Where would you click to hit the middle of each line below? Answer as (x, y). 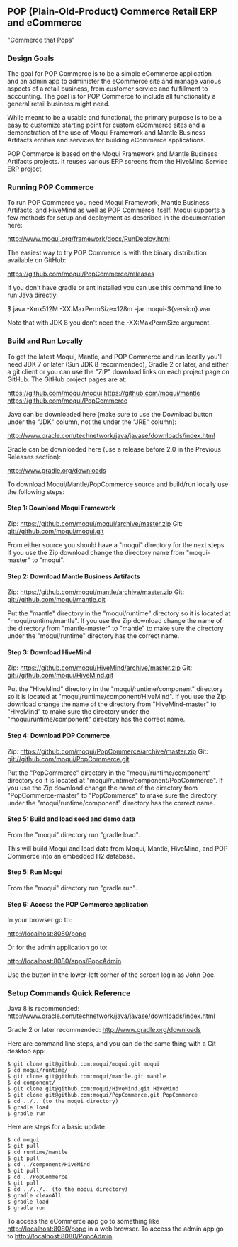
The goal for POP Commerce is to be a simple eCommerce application (110, 74)
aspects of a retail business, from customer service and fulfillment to (108, 89)
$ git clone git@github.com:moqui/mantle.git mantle (87, 1077)
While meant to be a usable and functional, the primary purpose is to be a (114, 118)
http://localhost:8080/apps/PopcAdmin (64, 961)
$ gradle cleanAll (34, 1196)
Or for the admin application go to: (57, 947)
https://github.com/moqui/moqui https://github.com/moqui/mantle (104, 393)
